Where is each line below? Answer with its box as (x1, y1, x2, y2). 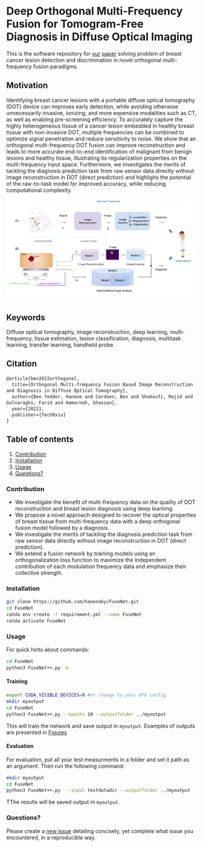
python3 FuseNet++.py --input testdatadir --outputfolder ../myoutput (6, 788, 190, 794)
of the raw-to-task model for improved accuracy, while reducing (6, 180, 166, 187)
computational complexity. (6, 186, 72, 194)
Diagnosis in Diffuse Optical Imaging (6, 30, 193, 44)
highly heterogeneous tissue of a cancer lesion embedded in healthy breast (6, 122, 195, 129)
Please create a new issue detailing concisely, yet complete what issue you (6, 827, 193, 834)
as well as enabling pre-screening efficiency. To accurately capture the (6, 116, 183, 123)
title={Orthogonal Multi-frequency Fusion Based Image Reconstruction (11, 381, 193, 388)
